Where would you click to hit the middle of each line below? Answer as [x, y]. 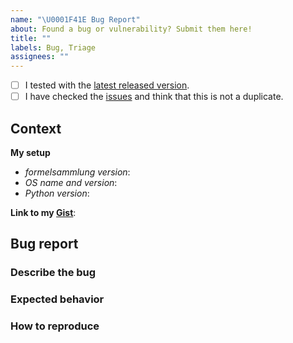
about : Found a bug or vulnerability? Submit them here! [131, 29]
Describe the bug [53, 273]
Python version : [57, 193]
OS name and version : [71, 183]
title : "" [31, 38]
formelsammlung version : [77, 172]
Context [36, 128]
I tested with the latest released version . [107, 85]
